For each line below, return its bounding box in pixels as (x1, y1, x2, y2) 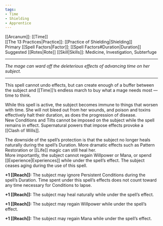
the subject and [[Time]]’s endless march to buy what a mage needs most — (5, 88, 158, 93)
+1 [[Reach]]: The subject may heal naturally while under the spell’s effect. (5, 192, 154, 197)
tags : (5, 7, 16, 12)
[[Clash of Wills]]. (5, 128, 40, 134)
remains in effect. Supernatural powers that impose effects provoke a (5, 122, 144, 128)
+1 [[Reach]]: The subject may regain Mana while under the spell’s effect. (5, 216, 152, 222)
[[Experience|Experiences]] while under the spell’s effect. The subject (5, 158, 145, 164)
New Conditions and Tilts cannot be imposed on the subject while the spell (5, 117, 155, 123)
